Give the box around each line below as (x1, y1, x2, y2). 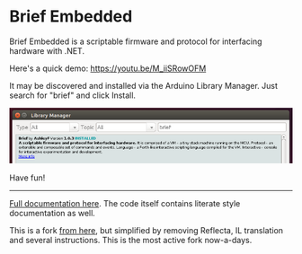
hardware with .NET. (9, 45, 85, 56)
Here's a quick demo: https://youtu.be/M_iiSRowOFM (9, 63, 207, 74)
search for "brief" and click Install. (9, 90, 137, 101)
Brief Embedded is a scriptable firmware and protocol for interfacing (9, 36, 262, 47)
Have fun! (9, 172, 46, 183)
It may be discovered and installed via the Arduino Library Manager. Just (9, 80, 279, 91)
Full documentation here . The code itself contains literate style (9, 198, 241, 209)
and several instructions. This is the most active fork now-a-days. (9, 235, 253, 246)
